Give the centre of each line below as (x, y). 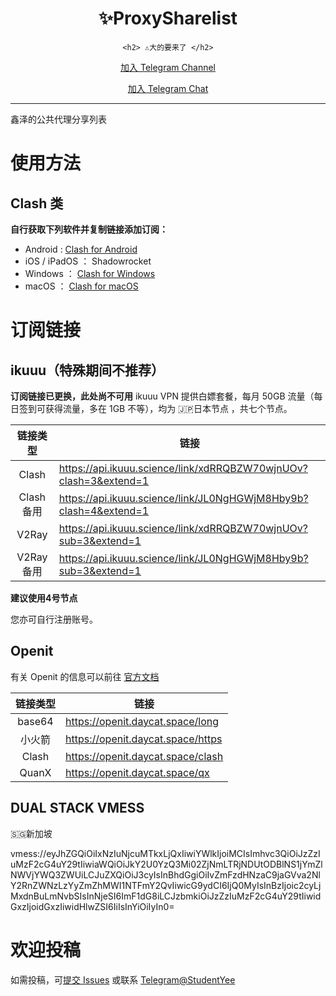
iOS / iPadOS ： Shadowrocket (88, 261)
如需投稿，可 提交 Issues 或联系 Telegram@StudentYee (123, 979)
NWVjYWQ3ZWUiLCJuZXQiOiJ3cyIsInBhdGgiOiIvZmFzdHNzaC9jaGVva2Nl (165, 874)
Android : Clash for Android (81, 249)
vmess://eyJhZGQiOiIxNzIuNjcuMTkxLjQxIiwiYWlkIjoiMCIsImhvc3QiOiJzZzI (165, 853)
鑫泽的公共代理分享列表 (58, 119)
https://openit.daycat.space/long (142, 721)
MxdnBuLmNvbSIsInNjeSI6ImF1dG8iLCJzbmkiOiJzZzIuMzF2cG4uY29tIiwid (166, 896)
